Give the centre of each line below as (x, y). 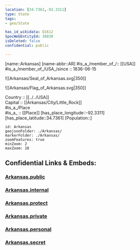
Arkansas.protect (26, 203)
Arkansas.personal (28, 229)
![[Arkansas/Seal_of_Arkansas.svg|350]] (46, 78)
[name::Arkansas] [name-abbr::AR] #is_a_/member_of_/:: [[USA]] (70, 63)
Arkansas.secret (25, 242)
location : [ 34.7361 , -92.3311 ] (36, 10)
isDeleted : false (23, 41)
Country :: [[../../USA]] (27, 97)
